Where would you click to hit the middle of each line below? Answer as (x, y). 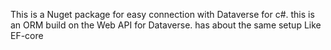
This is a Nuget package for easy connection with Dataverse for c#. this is (162, 14)
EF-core (27, 35)
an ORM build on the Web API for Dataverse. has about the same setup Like (166, 25)
